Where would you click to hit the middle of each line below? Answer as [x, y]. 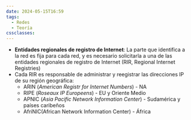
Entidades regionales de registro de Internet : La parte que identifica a [100, 50]
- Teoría [22, 28]
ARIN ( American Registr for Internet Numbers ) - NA [85, 87]
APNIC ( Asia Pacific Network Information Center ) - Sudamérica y [102, 99]
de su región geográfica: [44, 81]
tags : [13, 17]
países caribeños [44, 105]
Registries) [27, 68]
